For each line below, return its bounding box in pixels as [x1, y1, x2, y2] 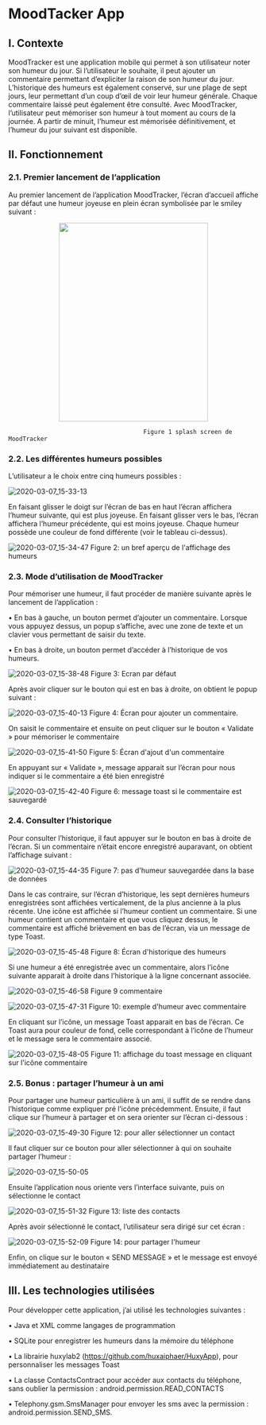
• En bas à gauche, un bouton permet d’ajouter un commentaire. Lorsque [8, 613, 248, 622]
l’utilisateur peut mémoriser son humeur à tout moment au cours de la [8, 108, 237, 118]
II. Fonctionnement [8, 148, 103, 161]
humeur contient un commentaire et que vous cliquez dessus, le [8, 915, 218, 924]
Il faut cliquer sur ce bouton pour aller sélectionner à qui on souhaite [8, 1143, 232, 1152]
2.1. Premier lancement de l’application [8, 172, 161, 183]
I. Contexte [8, 37, 64, 50]
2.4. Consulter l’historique [8, 815, 113, 827]
